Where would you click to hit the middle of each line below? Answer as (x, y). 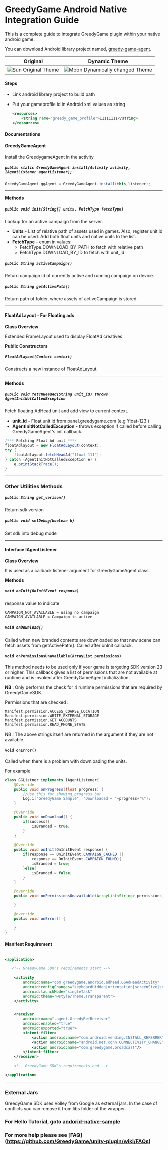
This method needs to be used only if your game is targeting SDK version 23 (84, 667)
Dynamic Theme (108, 61)
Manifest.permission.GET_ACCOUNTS (41, 720)
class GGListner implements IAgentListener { (52, 780)
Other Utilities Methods (34, 486)
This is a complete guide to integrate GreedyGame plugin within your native (83, 34)
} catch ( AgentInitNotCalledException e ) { (51, 459)
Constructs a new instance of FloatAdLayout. (52, 369)
